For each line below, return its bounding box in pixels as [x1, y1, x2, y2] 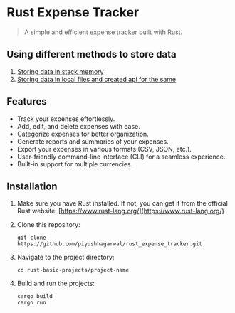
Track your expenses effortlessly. [16, 115, 115, 123]
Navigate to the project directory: [16, 253, 115, 262]
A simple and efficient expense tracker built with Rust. [23, 28, 183, 36]
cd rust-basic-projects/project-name [16, 267, 130, 274]
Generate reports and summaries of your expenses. [16, 137, 169, 146]
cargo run [16, 299, 47, 307]
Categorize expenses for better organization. [16, 129, 149, 138]
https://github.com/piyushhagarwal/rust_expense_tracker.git [16, 240, 203, 248]
